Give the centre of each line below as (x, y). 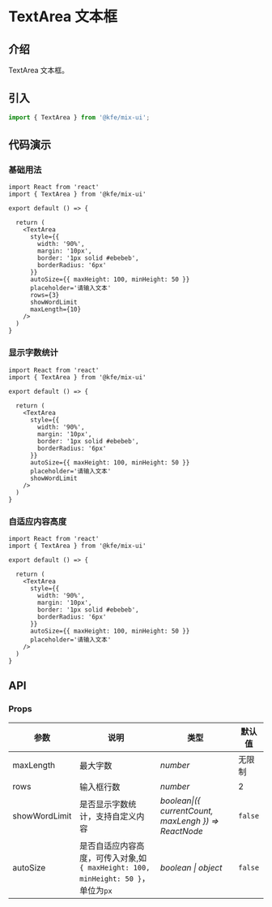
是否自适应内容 (108, 845)
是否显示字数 (104, 804)
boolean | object (191, 867)
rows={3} (45, 296)
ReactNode (182, 831)
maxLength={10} (55, 309)
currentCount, (187, 810)
